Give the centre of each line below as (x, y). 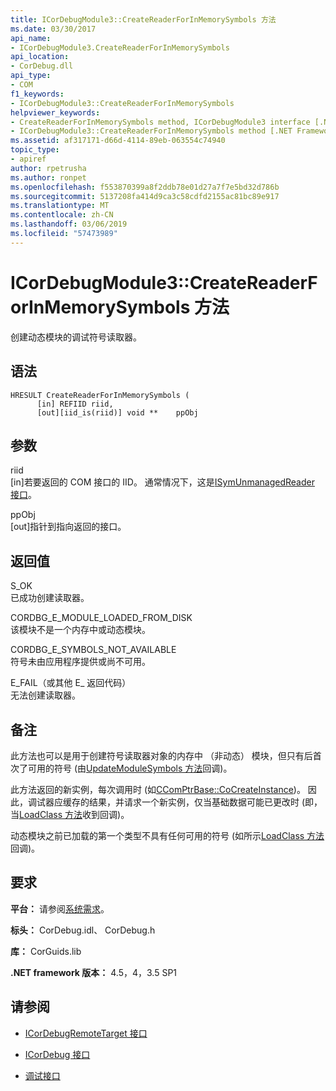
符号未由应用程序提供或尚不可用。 (80, 662)
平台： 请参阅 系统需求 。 (60, 908)
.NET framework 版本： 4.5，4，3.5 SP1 (94, 972)
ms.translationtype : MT (60, 206)
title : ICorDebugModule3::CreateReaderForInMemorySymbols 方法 (143, 19)
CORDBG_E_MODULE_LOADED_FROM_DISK (101, 618)
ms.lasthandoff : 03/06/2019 (69, 224)
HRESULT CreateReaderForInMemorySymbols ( (100, 395)
